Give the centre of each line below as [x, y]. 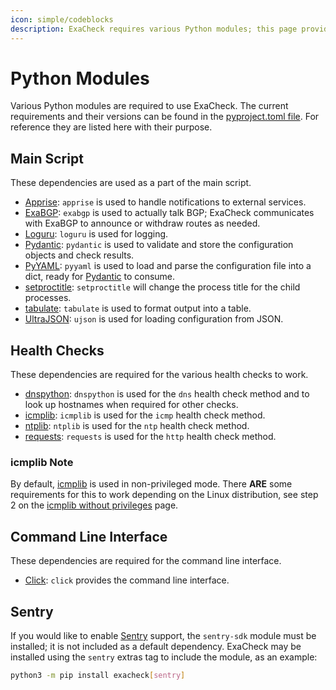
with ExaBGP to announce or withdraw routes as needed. [142, 223]
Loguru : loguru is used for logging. [96, 234]
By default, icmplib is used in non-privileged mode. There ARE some [151, 484]
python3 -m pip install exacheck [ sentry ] [98, 675]
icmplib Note [42, 462]
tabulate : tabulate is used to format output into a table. [138, 308]
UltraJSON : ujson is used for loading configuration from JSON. [154, 319]
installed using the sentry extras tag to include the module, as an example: [164, 657]
